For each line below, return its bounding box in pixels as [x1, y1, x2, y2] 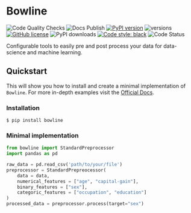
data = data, [17, 173, 50, 179]
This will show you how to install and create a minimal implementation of [6, 82, 186, 89]
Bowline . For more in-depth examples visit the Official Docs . [6, 89, 155, 96]
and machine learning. [27, 48, 83, 56]
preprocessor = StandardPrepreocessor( [6, 167, 107, 173]
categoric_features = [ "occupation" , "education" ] [17, 189, 147, 196]
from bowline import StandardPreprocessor [6, 145, 114, 151]
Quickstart [6, 66, 48, 77]
